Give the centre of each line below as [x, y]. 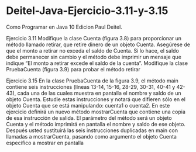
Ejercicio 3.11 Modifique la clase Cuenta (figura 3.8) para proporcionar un [94, 38]
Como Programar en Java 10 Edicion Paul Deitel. [64, 27]
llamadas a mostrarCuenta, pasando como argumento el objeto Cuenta [92, 136]
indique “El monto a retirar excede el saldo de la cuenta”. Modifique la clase [97, 63]
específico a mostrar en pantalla [45, 143]
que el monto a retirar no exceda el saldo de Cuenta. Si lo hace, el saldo [93, 50]
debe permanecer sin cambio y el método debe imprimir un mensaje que [94, 57]
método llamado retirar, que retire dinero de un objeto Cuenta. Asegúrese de [98, 44]
